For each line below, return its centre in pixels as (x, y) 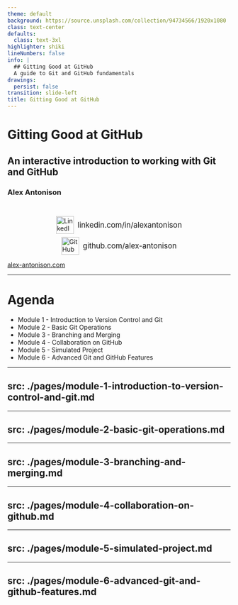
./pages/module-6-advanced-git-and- (114, 581)
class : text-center (36, 27)
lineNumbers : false (36, 54)
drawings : (22, 80)
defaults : (22, 34)
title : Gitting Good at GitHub (53, 100)
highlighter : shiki (36, 47)
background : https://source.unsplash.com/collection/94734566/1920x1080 (117, 21)
